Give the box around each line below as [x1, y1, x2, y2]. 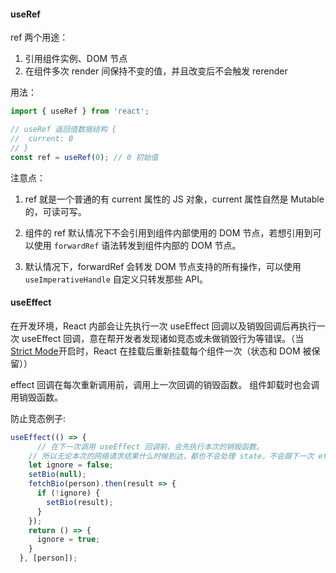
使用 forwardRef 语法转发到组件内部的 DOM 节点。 [33, 239, 242, 251]
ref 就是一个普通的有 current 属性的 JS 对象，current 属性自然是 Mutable [24, 193, 325, 205]
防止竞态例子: [10, 412, 67, 424]
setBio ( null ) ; [28, 470, 87, 480]
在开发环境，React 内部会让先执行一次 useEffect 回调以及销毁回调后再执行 [10, 320, 317, 332]
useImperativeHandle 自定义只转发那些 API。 [24, 273, 209, 285]
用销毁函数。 [10, 391, 63, 403]
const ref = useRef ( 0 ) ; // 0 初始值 [10, 152, 159, 162]
